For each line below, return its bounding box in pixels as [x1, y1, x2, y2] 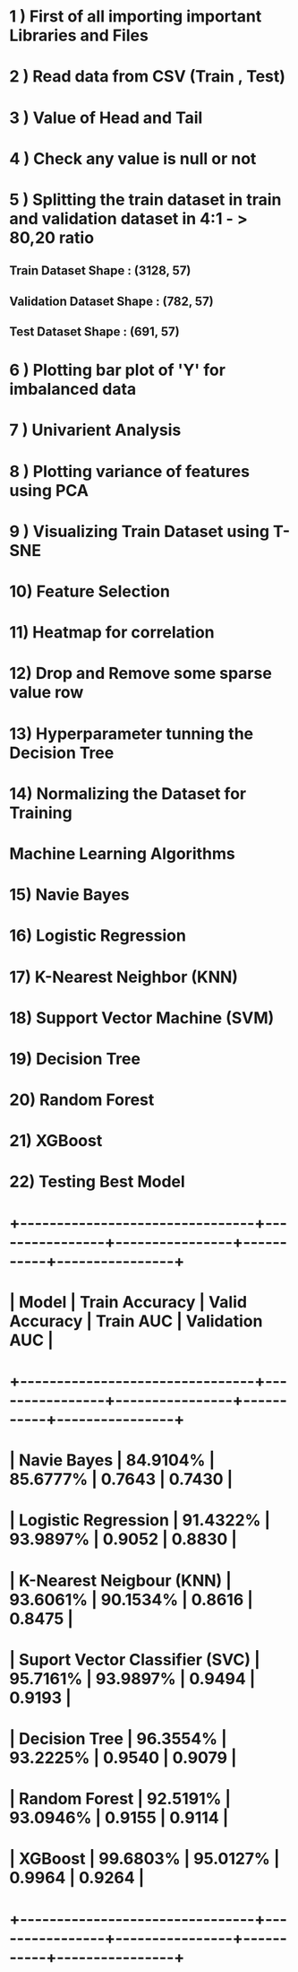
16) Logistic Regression [9, 925, 186, 946]
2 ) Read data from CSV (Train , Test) [9, 66, 286, 87]
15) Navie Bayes [9, 885, 130, 905]
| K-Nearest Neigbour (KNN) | [9, 1570, 233, 1591]
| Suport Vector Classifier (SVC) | [9, 1649, 261, 1670]
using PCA [9, 480, 89, 500]
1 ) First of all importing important [9, 6, 262, 27]
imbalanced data [9, 379, 137, 400]
